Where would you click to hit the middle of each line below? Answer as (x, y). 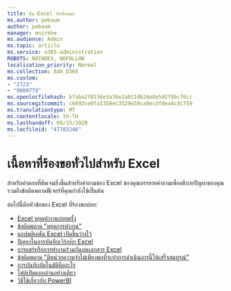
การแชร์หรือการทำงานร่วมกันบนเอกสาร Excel (69, 250)
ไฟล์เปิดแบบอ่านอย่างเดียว (46, 273)
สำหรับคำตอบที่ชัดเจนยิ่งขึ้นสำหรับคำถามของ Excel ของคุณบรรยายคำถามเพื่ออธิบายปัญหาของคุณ (115, 183)
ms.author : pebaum (33, 20)
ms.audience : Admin (35, 39)
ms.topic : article (33, 46)
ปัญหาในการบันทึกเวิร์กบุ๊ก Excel (55, 242)
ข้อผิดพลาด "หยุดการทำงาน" (49, 226)
